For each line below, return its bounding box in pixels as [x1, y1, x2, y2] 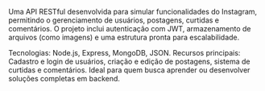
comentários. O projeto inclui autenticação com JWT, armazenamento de [8, 24, 251, 33]
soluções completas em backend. [8, 74, 121, 83]
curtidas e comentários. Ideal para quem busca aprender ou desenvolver [8, 65, 251, 75]
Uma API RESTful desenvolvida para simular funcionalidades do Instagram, [8, 7, 258, 16]
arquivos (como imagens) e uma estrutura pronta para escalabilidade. [8, 32, 240, 42]
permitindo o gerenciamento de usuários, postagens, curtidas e [8, 15, 220, 25]
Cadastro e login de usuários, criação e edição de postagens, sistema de [8, 56, 251, 66]
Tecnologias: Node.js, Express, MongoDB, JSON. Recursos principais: [8, 48, 241, 57]
